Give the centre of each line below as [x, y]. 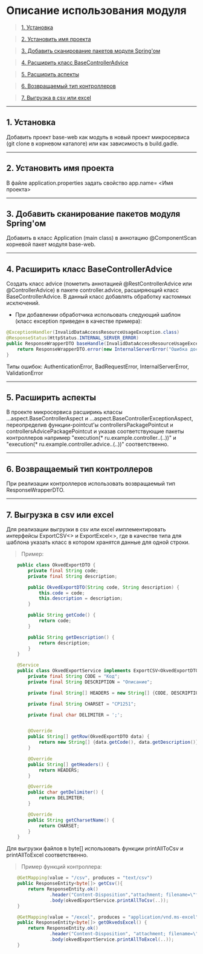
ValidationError [25, 373]
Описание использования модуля [96, 11]
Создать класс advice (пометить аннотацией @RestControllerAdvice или [99, 284]
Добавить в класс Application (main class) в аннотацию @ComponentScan [101, 238]
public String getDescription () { [71, 637]
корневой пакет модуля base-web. [51, 244]
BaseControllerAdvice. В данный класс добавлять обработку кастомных [99, 297]
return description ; [64, 643]
